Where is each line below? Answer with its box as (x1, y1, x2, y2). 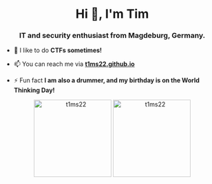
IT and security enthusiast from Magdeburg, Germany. (19, 31, 206, 41)
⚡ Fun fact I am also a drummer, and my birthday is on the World (13, 76, 200, 84)
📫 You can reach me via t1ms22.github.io (13, 60, 136, 68)
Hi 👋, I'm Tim (75, 6, 149, 22)
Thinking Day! (13, 86, 55, 95)
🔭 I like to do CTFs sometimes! (13, 46, 102, 54)
